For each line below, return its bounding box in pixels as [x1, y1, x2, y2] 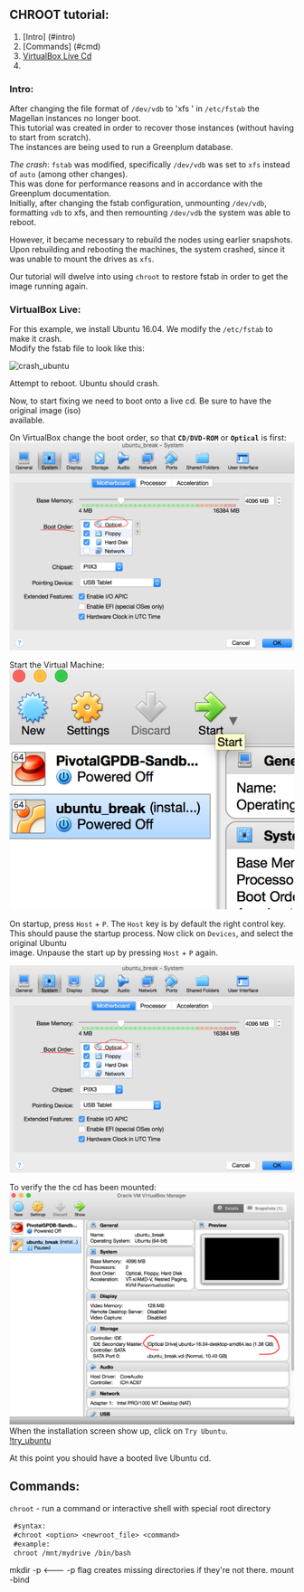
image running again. [9, 280, 89, 292]
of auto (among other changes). [9, 169, 128, 180]
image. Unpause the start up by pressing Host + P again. [9, 947, 219, 958]
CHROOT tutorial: [9, 7, 110, 23]
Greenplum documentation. [9, 188, 111, 199]
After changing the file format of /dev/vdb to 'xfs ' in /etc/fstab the [9, 103, 260, 114]
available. [9, 415, 45, 426]
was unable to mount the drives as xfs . [9, 253, 155, 265]
